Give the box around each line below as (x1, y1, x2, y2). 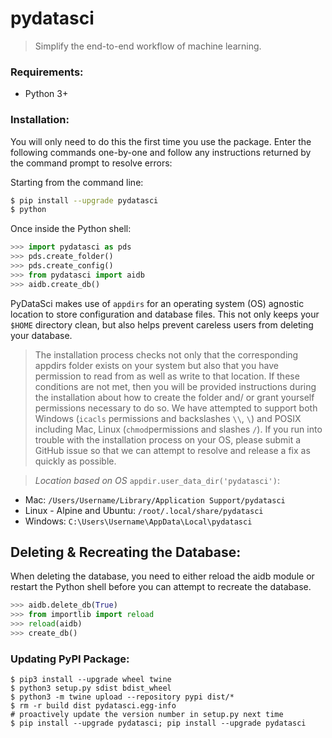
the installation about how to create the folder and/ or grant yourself (34, 391, 315, 403)
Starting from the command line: (10, 176, 144, 188)
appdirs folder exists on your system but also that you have (34, 359, 279, 371)
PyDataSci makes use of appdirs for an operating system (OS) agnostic (10, 297, 305, 309)
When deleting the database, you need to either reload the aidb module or (10, 570, 315, 582)
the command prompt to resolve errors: (10, 157, 173, 169)
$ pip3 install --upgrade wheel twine (10, 675, 172, 685)
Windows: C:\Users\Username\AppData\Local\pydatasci (24, 515, 253, 527)
